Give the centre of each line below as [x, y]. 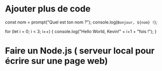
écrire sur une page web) [57, 61]
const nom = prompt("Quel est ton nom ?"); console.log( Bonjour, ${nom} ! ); [81, 22]
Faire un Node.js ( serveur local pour [80, 51]
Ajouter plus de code [48, 9]
